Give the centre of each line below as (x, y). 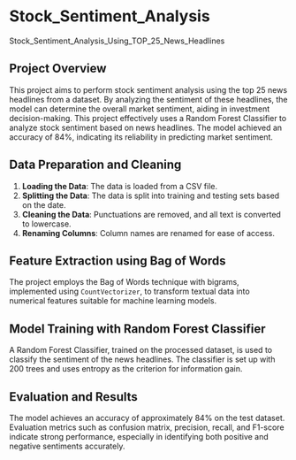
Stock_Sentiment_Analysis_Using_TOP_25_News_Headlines (117, 41)
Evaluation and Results (74, 397)
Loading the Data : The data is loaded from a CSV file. (120, 186)
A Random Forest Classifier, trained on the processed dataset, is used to (140, 350)
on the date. (44, 204)
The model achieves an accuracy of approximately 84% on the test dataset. (147, 418)
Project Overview (58, 69)
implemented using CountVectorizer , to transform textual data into (129, 291)
